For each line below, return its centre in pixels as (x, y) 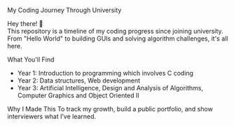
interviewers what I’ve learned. (52, 116)
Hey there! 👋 (25, 23)
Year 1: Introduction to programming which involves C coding (105, 73)
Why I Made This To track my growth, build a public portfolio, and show (110, 109)
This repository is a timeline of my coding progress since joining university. (115, 31)
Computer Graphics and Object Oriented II (78, 95)
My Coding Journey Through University (64, 10)
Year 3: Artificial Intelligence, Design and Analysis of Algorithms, (110, 88)
